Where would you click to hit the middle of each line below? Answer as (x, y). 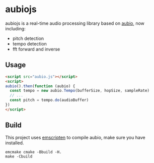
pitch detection (28, 38)
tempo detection (29, 43)
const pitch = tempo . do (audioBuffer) (49, 100)
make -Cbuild (19, 156)
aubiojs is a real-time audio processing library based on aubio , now (75, 23)
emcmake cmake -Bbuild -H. (33, 152)
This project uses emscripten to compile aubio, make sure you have (75, 137)
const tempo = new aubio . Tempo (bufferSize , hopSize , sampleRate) (80, 91)
